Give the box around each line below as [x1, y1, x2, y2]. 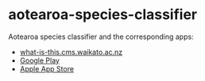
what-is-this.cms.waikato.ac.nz [19, 47, 123, 56]
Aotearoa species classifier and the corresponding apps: [8, 32, 194, 41]
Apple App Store [19, 64, 74, 73]
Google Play [19, 56, 60, 65]
